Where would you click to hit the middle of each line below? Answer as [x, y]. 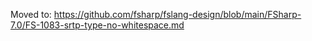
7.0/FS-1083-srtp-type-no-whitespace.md [97, 25]
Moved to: [31, 14]
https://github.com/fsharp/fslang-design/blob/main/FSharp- [177, 14]
